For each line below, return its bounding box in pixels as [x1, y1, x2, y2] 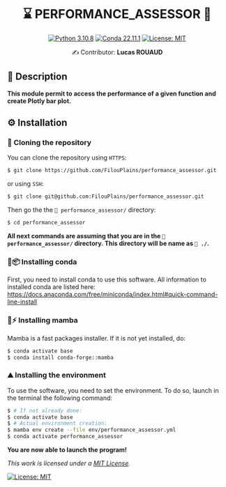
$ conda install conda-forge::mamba [7, 354, 114, 361]
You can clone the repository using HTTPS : [7, 153, 127, 162]
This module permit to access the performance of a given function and [7, 89, 216, 98]
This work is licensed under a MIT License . [7, 459, 131, 467]
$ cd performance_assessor [7, 219, 86, 226]
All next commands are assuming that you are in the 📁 [7, 232, 166, 240]
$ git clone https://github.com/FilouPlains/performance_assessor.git [7, 167, 217, 174]
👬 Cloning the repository [7, 138, 92, 148]
